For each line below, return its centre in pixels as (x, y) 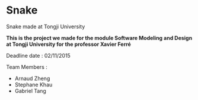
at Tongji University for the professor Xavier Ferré (69, 44)
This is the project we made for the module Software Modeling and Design (99, 38)
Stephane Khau (33, 84)
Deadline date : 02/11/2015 (39, 55)
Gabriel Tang (30, 91)
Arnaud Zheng (32, 78)
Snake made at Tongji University (46, 26)
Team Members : (27, 67)
